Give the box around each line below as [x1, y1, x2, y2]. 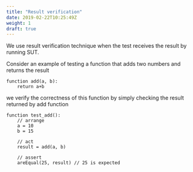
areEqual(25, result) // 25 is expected [17, 160, 120, 166]
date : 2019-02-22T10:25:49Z [6, 14, 77, 21]
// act [17, 139, 34, 145]
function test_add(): [6, 112, 61, 118]
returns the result [6, 67, 50, 74]
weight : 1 [6, 20, 31, 26]
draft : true [6, 25, 36, 32]
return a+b [17, 84, 45, 90]
